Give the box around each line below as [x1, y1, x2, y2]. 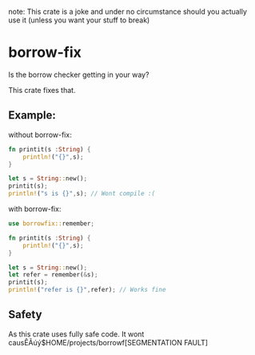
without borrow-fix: [8, 130, 72, 139]
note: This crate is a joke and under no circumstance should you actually [8, 7, 248, 16]
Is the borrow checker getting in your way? [8, 70, 149, 79]
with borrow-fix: [8, 204, 62, 213]
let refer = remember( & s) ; [8, 271, 98, 279]
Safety [8, 308, 42, 321]
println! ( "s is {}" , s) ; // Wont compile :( [8, 190, 156, 198]
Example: [8, 108, 56, 123]
